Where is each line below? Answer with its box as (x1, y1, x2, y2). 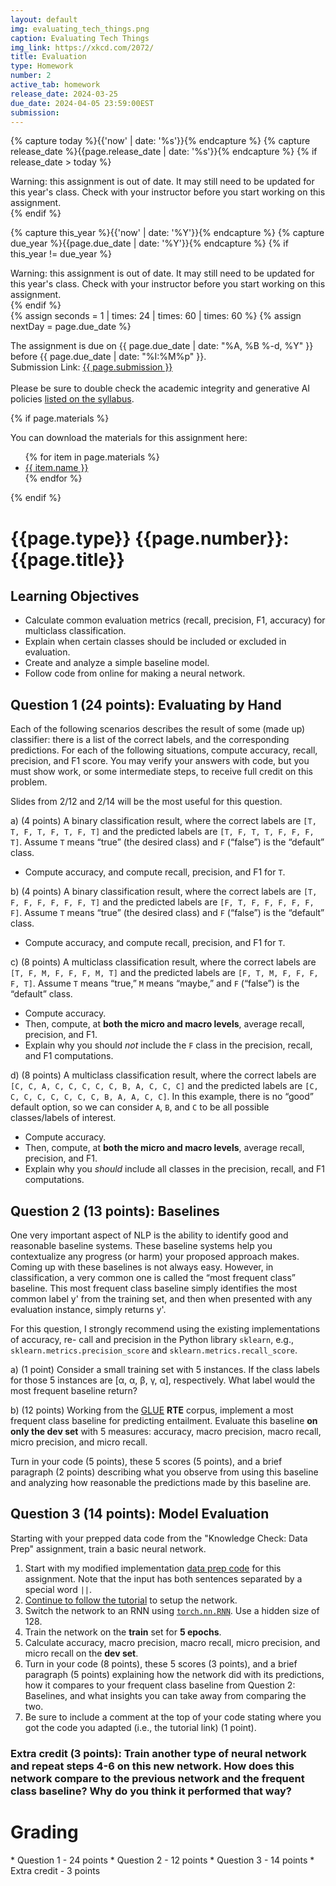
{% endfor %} (24, 472, 83, 485)
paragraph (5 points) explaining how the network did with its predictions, (24, 1668, 325, 1680)
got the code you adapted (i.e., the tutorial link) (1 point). (24, 1721, 257, 1733)
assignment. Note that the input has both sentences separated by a (24, 1572, 303, 1585)
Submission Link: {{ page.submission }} (10, 361, 173, 373)
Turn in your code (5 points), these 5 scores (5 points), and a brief (10, 1456, 283, 1467)
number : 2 (10, 71, 52, 81)
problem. (10, 776, 48, 788)
